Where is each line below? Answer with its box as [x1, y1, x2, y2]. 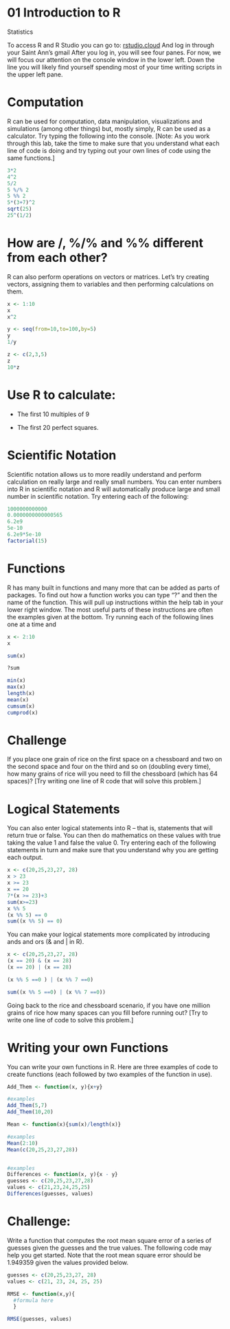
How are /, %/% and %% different [7, 236, 204, 251]
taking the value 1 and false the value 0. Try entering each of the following [7, 838, 216, 847]
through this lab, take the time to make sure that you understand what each [7, 139, 220, 147]
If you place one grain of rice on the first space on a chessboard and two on [7, 755, 222, 763]
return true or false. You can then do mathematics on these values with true [7, 832, 221, 840]
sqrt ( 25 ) [7, 205, 32, 213]
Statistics [7, 28, 34, 36]
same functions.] [7, 154, 55, 162]
